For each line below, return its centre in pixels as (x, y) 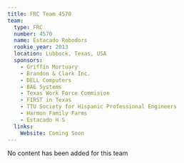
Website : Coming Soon (52, 133)
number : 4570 (33, 34)
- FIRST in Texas (46, 100)
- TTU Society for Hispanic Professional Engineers (98, 107)
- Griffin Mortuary (49, 67)
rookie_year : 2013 (41, 47)
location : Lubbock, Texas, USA (60, 54)
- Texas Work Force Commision (65, 93)
